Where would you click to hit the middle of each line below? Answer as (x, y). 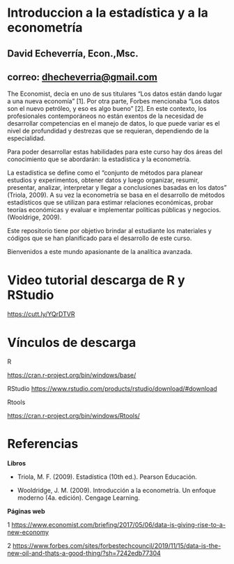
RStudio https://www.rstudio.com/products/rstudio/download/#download (112, 389)
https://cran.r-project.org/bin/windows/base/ (72, 376)
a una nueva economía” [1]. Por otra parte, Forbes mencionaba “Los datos (114, 101)
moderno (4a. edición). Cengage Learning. (79, 498)
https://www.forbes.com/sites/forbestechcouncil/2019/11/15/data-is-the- (117, 546)
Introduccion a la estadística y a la (108, 13)
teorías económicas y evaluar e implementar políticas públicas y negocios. (114, 210)
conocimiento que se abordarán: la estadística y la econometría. (99, 159)
